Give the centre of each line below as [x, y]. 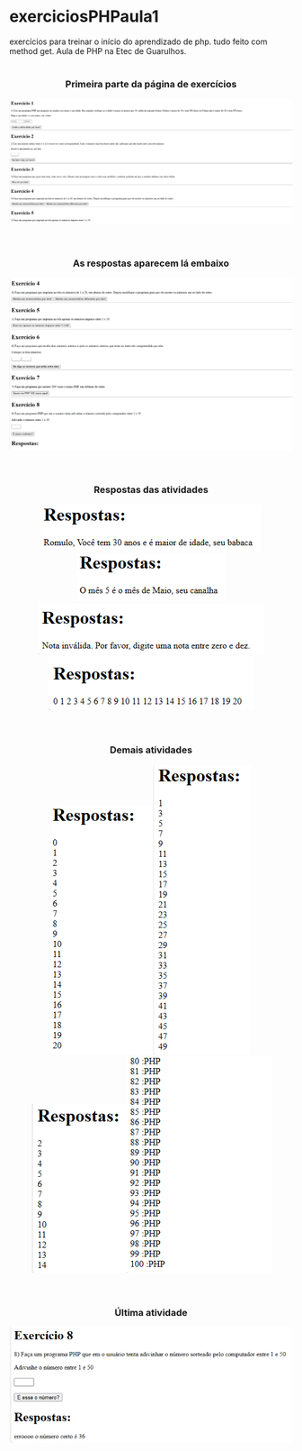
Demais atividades [151, 750]
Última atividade [151, 1312]
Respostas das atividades [151, 490]
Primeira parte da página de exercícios [151, 84]
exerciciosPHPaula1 [84, 17]
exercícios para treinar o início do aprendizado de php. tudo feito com [138, 41]
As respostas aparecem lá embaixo [151, 263]
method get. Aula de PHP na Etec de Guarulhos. [98, 50]
